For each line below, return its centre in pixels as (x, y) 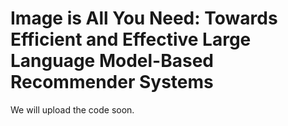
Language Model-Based (112, 61)
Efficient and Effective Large (131, 39)
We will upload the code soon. (72, 109)
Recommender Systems (112, 82)
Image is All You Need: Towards (144, 18)
